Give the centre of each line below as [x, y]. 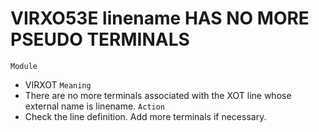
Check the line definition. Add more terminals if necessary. [145, 116]
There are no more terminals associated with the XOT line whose [158, 95]
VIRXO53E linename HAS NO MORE [160, 18]
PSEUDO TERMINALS [100, 39]
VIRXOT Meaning [58, 84]
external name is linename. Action [95, 106]
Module [24, 66]
